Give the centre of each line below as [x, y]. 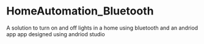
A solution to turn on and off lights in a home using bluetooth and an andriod [102, 28]
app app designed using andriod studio [56, 34]
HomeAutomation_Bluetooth [80, 11]
